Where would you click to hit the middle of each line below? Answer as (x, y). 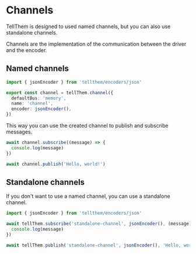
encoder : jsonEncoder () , (41, 109)
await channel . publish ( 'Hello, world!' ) (56, 164)
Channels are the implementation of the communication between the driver (96, 44)
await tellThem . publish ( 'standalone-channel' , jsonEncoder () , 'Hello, (94, 245)
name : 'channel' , (32, 104)
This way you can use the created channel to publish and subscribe (87, 126)
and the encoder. (27, 50)
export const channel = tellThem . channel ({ (60, 92)
